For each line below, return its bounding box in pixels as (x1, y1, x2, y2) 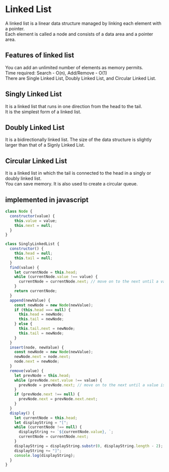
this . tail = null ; (14, 255, 53, 261)
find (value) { (10, 265, 39, 270)
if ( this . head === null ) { (14, 307, 71, 312)
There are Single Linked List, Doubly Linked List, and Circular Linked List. (5, 75, 156, 81)
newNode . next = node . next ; (14, 354, 71, 359)
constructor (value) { (10, 213, 55, 218)
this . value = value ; (14, 218, 57, 223)
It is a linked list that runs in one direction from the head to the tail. (5, 103, 142, 109)
